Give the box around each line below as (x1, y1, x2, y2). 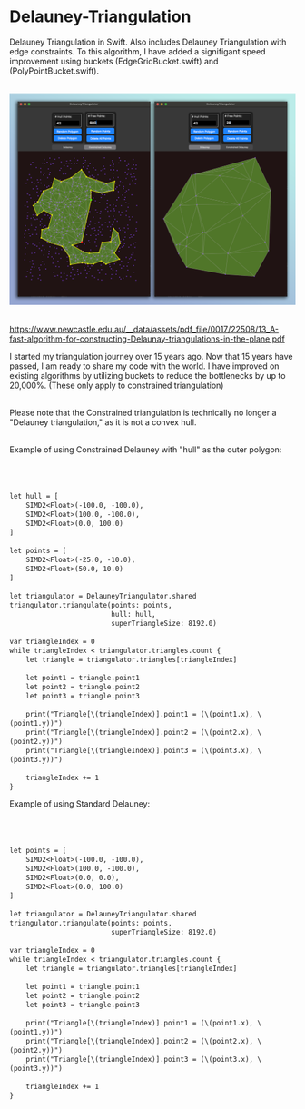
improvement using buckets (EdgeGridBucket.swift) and (9, 55, 219, 66)
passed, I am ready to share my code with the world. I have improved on (9, 361, 280, 371)
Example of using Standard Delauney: (9, 797, 151, 809)
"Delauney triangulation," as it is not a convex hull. (9, 416, 197, 428)
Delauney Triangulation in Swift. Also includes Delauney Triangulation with (9, 36, 287, 47)
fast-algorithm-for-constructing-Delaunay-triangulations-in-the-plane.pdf (9, 333, 286, 344)
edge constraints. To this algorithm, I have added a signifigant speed (9, 45, 266, 56)
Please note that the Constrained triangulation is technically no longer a (9, 407, 277, 418)
